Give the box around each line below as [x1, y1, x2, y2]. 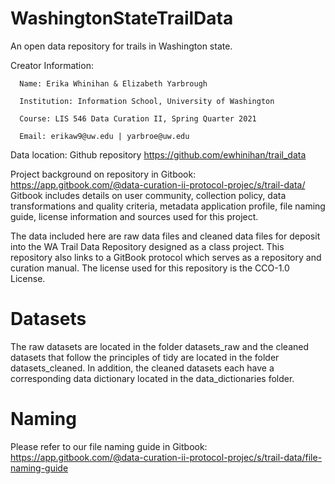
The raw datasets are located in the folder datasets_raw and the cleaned [10, 340, 310, 352]
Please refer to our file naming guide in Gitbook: [10, 440, 208, 452]
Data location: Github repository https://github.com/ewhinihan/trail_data [10, 148, 307, 161]
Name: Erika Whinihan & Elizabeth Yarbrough [19, 78, 208, 89]
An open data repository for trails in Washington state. [10, 40, 233, 52]
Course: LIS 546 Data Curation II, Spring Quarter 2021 [19, 113, 257, 124]
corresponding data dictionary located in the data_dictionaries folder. [10, 372, 295, 384]
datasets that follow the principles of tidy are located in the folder [10, 351, 280, 363]
